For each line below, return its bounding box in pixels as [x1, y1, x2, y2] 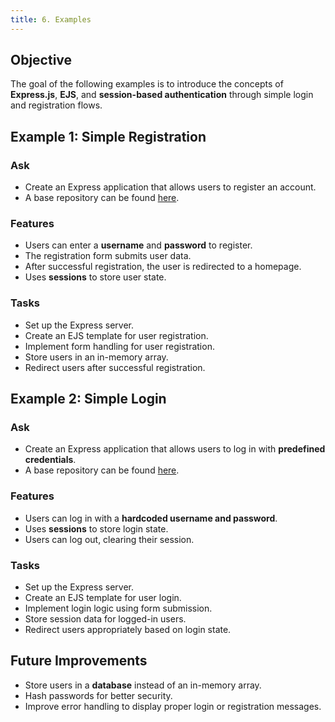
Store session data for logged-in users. [24, 613, 187, 625]
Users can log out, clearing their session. [24, 533, 195, 545]
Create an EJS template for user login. [24, 592, 182, 603]
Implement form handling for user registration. [24, 340, 215, 352]
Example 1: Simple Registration [10, 128, 207, 145]
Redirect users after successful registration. [24, 361, 206, 373]
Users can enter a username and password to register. [24, 239, 253, 251]
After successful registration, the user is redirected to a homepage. [24, 261, 302, 273]
